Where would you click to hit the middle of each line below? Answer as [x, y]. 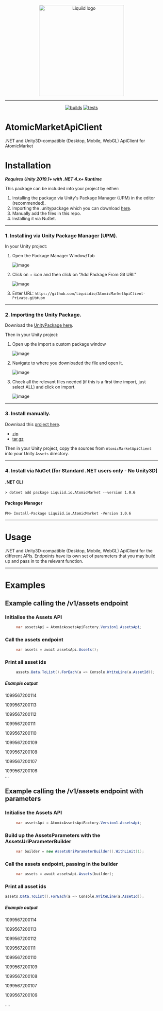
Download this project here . [33, 424]
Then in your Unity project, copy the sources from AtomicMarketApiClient [78, 448]
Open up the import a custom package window [59, 344]
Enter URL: [23, 293]
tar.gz [18, 439]
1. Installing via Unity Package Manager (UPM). [61, 235]
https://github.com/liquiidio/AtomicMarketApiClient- [90, 294]
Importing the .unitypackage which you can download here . [72, 208]
